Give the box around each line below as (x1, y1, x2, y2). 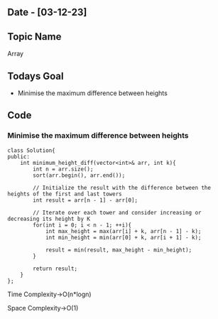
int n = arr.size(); (33, 166, 94, 173)
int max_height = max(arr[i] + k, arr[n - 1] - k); (45, 227, 202, 234)
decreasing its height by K (7, 215, 91, 222)
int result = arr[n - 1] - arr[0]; (33, 196, 138, 204)
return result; (33, 265, 78, 272)
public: (7, 153, 31, 160)
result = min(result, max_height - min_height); (45, 246, 192, 254)
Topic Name (7, 31, 62, 43)
